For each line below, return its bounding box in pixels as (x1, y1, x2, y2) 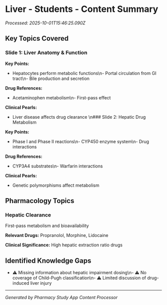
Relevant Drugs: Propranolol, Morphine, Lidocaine (5, 232, 108, 238)
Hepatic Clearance (5, 211, 51, 218)
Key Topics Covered (5, 34, 69, 43)
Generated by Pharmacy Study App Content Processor (5, 295, 118, 301)
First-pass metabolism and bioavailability (5, 223, 89, 229)
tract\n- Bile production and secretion (12, 76, 90, 81)
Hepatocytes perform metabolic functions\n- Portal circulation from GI (12, 70, 157, 76)
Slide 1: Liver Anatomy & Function (5, 49, 88, 56)
